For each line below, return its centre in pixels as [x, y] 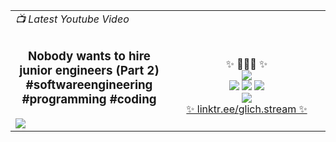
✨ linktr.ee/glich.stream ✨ [247, 109]
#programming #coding [89, 100]
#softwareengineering [89, 85]
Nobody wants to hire [89, 56]
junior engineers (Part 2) [89, 71]
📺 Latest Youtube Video [72, 19]
